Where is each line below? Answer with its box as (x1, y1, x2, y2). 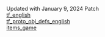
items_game (6, 24, 37, 31)
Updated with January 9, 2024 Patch (6, 5, 100, 12)
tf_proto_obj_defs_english (6, 18, 70, 24)
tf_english (6, 11, 31, 18)
